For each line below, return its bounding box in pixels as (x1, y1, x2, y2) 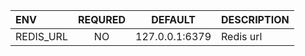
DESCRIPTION (221, 13, 290, 26)
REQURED (77, 13, 127, 26)
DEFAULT (151, 13, 196, 26)
